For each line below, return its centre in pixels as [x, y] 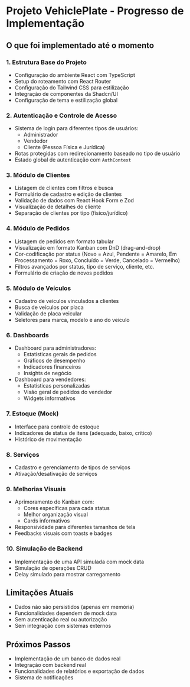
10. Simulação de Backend [45, 549]
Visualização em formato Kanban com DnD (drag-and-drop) [88, 247]
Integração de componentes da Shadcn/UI [66, 93]
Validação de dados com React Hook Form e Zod [74, 201]
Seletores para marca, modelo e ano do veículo [72, 320]
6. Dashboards [27, 335]
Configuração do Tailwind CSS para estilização [72, 88]
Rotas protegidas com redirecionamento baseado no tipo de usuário [97, 154]
